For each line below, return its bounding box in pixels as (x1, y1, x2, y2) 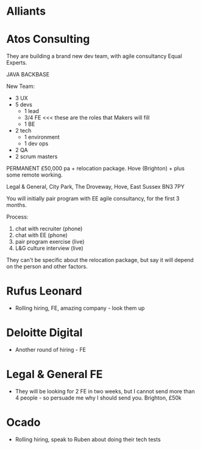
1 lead (24, 108, 40, 115)
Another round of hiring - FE (15, 346, 86, 353)
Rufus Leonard (6, 284, 82, 298)
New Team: (6, 82, 35, 90)
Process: (6, 213, 29, 221)
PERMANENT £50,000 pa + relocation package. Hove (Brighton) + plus (6, 165, 185, 172)
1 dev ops (24, 140, 49, 147)
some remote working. (6, 171, 63, 178)
